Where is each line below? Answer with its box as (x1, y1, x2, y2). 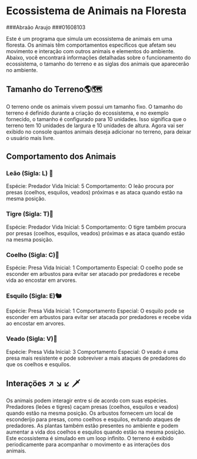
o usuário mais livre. (6, 134, 55, 141)
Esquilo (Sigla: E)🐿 (6, 291, 62, 300)
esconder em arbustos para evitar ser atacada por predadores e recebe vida (6, 314, 192, 321)
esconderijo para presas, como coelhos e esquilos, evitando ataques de (6, 416, 181, 423)
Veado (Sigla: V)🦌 (6, 335, 58, 343)
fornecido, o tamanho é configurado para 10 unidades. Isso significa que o (6, 115, 186, 122)
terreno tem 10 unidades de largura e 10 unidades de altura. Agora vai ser (6, 122, 184, 129)
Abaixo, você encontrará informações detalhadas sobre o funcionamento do (6, 54, 191, 61)
